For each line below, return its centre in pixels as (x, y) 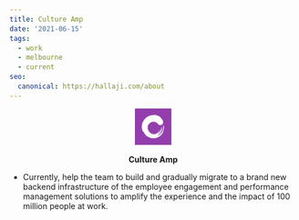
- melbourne (41, 58)
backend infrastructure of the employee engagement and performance (155, 186)
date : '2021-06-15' (46, 29)
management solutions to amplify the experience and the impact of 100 (156, 196)
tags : (20, 38)
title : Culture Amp (46, 19)
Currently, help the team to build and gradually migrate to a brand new (155, 176)
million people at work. (65, 205)
